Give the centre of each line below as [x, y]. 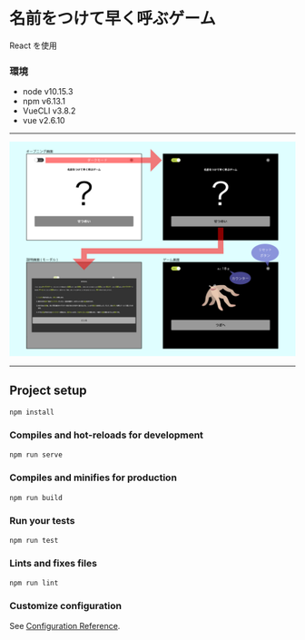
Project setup [49, 390]
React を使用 [33, 45]
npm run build [36, 497]
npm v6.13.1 [44, 102]
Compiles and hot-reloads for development [107, 435]
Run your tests [42, 520]
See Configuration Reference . [65, 625]
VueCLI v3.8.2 [49, 111]
